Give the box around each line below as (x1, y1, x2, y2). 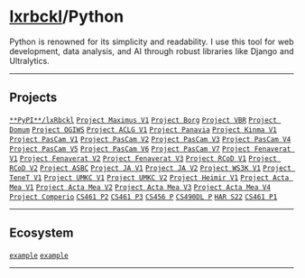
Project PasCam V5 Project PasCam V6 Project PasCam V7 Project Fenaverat (9, 144, 291, 153)
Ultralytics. (9, 55, 50, 66)
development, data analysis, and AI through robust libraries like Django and (9, 45, 294, 56)
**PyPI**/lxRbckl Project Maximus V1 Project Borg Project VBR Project (9, 116, 277, 125)
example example (9, 251, 69, 260)
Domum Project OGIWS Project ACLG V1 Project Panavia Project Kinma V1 (9, 125, 277, 134)
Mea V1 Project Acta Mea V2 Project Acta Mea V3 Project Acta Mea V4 (9, 182, 271, 191)
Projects (9, 90, 58, 106)
